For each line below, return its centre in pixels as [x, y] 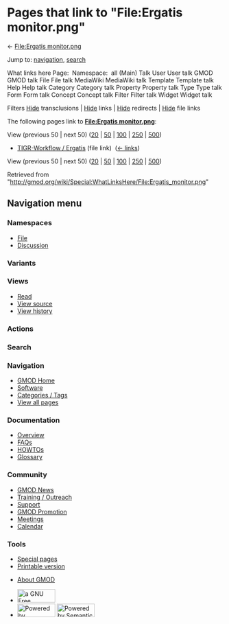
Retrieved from [28, 174]
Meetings [30, 519]
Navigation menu [45, 204]
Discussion [33, 245]
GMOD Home [36, 380]
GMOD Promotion [42, 511]
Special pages [37, 559]
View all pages [38, 402]
